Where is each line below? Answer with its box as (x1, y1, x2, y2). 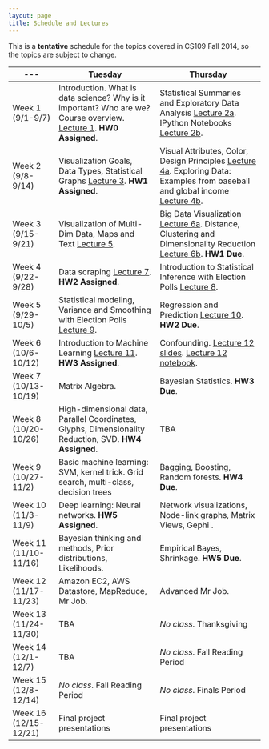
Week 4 (12, 261, 42, 272)
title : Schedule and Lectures (8, 19, 110, 27)
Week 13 (12, 608, 46, 619)
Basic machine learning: (58, 456, 149, 467)
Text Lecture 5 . (58, 238, 116, 249)
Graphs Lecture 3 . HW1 (58, 175, 148, 186)
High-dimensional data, (58, 403, 148, 415)
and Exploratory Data (159, 97, 239, 108)
